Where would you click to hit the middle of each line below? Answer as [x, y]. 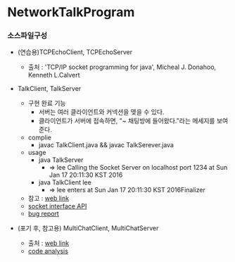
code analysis [48, 251]
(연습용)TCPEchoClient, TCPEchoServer [75, 52]
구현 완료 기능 [47, 104]
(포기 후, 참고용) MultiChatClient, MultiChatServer [88, 228]
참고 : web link [48, 199]
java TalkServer [61, 160]
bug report [44, 214]
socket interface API [57, 206]
